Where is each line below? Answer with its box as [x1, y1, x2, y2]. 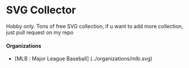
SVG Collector [6, 3, 76, 17]
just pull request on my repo [6, 28, 74, 35]
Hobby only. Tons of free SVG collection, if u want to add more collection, [6, 23, 183, 30]
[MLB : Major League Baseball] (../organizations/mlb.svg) [14, 55, 153, 62]
